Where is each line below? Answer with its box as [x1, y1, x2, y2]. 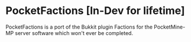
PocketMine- [154, 23, 186, 30]
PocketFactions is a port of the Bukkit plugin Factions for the [5, 23, 153, 30]
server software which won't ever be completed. [15, 29, 134, 36]
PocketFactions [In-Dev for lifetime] [5, 4, 185, 17]
